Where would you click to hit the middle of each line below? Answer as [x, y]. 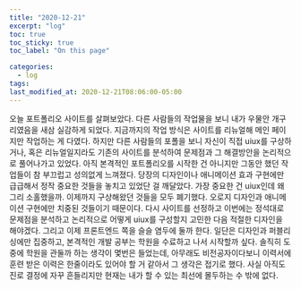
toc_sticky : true [42, 42]
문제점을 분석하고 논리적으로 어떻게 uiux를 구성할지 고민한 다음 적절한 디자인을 [146, 219]
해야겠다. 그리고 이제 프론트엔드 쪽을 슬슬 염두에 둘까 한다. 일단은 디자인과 [138, 230]
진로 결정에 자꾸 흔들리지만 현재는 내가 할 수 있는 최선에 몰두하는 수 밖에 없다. [144, 275]
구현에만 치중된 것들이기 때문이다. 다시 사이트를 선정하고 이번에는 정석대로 [155, 208]
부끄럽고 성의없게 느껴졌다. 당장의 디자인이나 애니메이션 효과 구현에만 [163, 174]
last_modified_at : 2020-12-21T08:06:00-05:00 [95, 92]
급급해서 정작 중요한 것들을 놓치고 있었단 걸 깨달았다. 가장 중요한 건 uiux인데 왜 [147, 185]
